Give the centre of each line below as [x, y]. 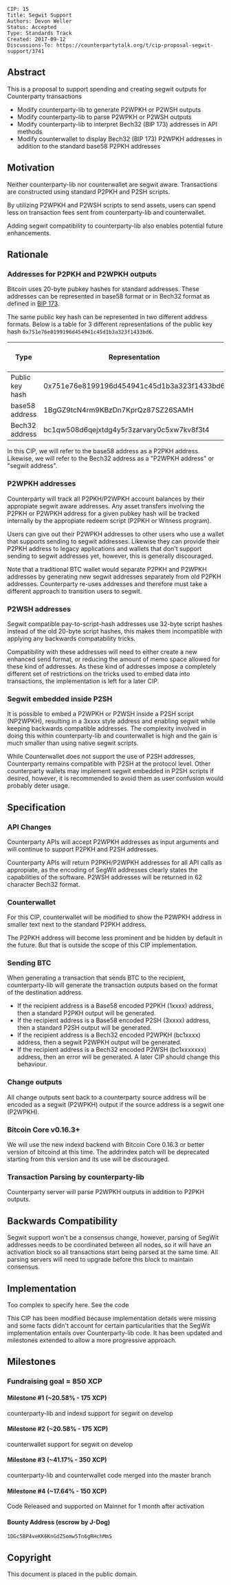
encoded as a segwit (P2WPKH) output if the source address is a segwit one [115, 1104]
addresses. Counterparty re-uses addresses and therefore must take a [107, 583]
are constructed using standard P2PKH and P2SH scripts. [89, 191]
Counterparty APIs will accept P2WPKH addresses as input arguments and [113, 841]
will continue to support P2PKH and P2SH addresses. [83, 849]
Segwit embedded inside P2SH [60, 699]
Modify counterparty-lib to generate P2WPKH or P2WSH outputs [109, 109]
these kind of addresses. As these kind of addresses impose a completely [112, 666]
